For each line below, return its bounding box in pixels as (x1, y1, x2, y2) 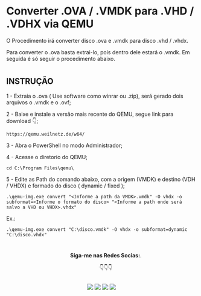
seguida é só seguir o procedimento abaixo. (6, 55, 116, 62)
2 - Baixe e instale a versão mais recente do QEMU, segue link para (6, 110, 174, 118)
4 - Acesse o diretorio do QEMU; (6, 153, 88, 160)
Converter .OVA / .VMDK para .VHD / (6, 4, 194, 18)
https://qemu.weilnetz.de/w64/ (6, 131, 85, 137)
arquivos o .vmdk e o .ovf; (6, 98, 71, 106)
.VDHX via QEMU (6, 17, 94, 31)
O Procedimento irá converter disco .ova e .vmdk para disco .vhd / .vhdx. (6, 37, 189, 44)
